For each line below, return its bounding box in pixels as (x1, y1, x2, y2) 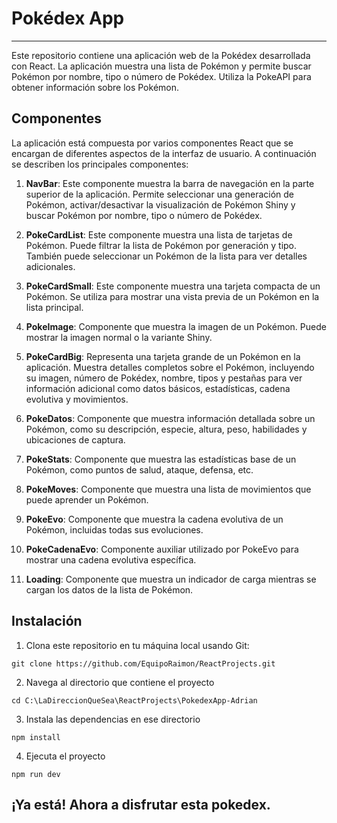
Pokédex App (11, 7, 125, 30)
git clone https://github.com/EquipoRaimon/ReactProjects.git (11, 658, 276, 669)
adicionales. (25, 260, 76, 272)
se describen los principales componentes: (11, 158, 189, 170)
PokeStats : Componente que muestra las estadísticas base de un (25, 453, 297, 465)
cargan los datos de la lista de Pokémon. (25, 583, 194, 596)
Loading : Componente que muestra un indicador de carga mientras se (25, 573, 317, 585)
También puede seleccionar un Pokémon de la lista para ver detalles (25, 250, 308, 262)
